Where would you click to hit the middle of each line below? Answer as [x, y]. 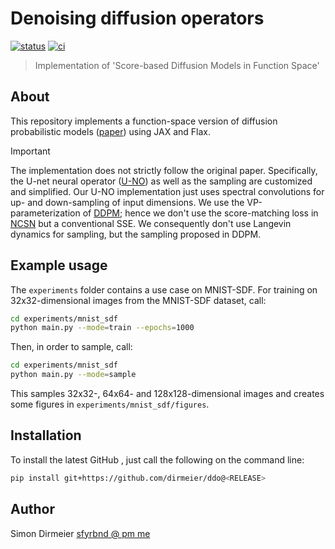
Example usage [59, 265]
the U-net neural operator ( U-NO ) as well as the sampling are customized [161, 181]
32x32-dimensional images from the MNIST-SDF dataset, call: [138, 300]
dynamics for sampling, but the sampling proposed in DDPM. [136, 234]
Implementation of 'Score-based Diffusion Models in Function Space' [177, 65]
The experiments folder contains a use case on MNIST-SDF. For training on [164, 289]
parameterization [45, 213]
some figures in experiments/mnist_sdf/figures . [110, 404]
